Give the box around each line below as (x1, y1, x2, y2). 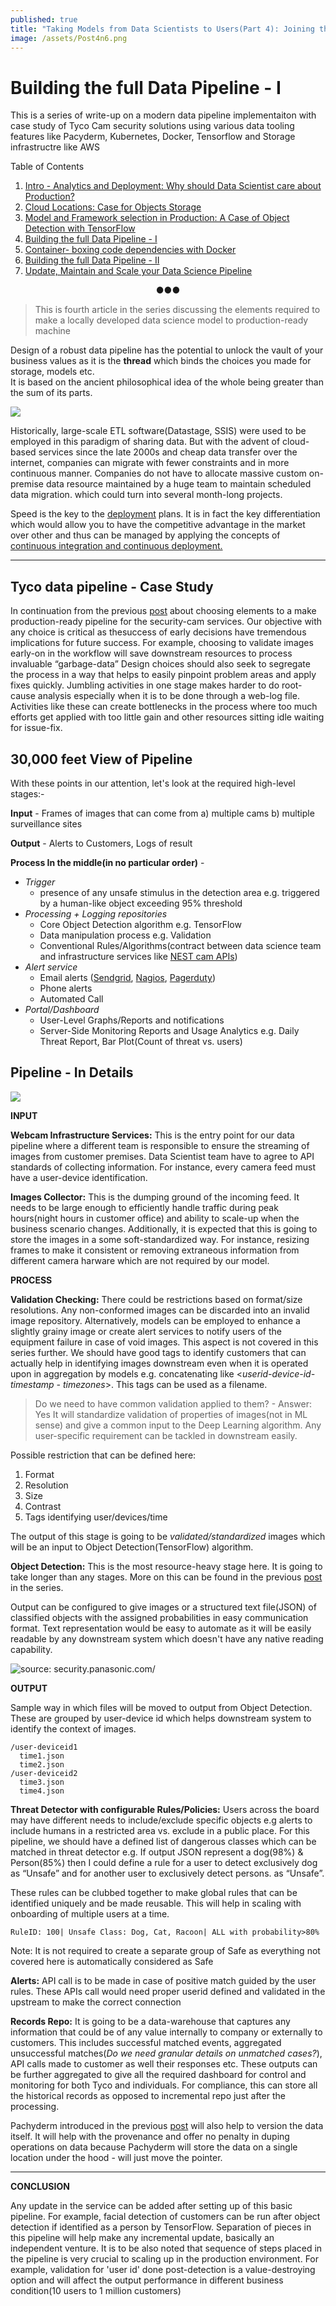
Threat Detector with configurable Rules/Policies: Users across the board (10, 1803, 320, 1815)
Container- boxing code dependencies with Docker (24, 244, 237, 256)
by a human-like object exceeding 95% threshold (39, 897, 243, 909)
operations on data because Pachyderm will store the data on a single (10, 2141, 298, 2153)
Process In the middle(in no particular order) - (10, 856, 205, 868)
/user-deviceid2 (10, 1768, 78, 1778)
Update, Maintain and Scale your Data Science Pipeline (24, 265, 253, 277)
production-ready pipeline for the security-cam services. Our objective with (10, 616, 323, 628)
